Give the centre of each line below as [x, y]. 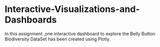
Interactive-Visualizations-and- [72, 9]
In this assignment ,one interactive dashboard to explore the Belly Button [80, 33]
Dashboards [31, 20]
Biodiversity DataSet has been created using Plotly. [58, 39]
